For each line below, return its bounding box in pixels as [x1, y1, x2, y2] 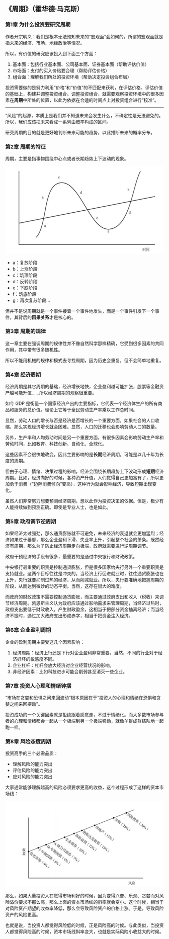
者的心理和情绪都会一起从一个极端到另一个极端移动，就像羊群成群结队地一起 [5, 718, 164, 724]
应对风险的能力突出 [12, 774, 53, 780]
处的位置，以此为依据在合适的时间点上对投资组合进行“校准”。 [31, 97, 159, 103]
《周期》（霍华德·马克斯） [5, 5, 84, 14]
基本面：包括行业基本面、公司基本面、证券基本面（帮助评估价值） [12, 61, 149, 67]
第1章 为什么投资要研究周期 [5, 21, 71, 28]
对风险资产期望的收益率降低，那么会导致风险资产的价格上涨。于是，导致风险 [5, 905, 164, 911]
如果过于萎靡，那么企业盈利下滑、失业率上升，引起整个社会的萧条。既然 [9, 537, 159, 543]
